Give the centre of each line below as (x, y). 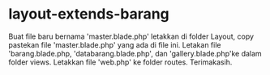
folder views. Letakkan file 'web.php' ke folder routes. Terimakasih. (120, 62)
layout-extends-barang (89, 14)
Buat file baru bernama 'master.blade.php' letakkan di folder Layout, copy (131, 36)
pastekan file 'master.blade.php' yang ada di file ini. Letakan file (115, 44)
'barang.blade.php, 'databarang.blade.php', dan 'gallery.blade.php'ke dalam (135, 53)
